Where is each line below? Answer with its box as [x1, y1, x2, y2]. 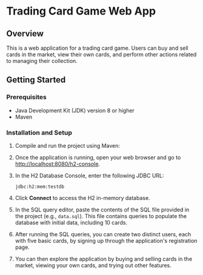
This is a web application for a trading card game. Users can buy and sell [6, 44, 189, 51]
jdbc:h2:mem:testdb [15, 184, 65, 190]
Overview [6, 28, 44, 39]
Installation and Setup [6, 128, 73, 137]
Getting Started [6, 75, 66, 85]
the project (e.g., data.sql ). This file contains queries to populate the [15, 212, 187, 219]
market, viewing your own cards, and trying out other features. [15, 262, 171, 269]
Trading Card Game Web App [6, 4, 156, 18]
